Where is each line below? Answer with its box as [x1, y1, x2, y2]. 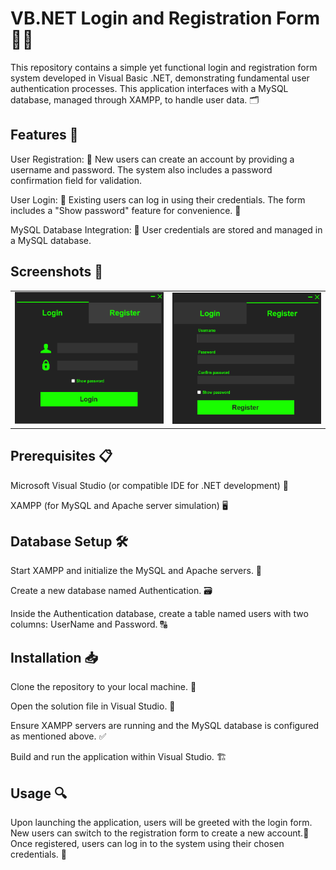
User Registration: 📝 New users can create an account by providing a [10, 153, 295, 165]
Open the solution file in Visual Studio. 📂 [10, 700, 176, 712]
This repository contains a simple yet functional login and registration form [10, 61, 318, 73]
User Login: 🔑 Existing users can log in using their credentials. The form [10, 193, 306, 206]
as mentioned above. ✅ [10, 730, 107, 742]
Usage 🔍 [10, 785, 68, 802]
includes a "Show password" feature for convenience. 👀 [10, 204, 242, 216]
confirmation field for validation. [10, 174, 142, 186]
